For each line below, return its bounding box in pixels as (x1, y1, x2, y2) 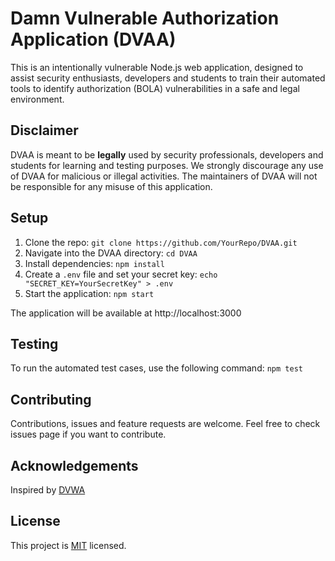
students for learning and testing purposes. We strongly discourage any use (10, 159, 324, 171)
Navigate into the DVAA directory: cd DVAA (24, 247, 198, 259)
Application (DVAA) (10, 28, 177, 51)
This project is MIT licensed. (10, 539, 127, 551)
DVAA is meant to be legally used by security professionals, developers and (10, 148, 324, 161)
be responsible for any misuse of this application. (10, 180, 213, 192)
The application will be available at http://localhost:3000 (10, 307, 242, 319)
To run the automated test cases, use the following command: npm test (10, 362, 303, 374)
